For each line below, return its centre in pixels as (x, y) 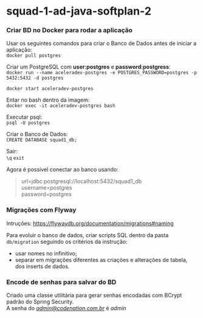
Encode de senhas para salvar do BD (61, 282)
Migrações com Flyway (41, 210)
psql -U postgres (28, 123)
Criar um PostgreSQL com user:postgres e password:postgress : (88, 67)
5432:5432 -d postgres (35, 78)
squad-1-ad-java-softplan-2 (79, 11)
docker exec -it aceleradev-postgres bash (61, 106)
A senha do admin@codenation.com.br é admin (66, 308)
